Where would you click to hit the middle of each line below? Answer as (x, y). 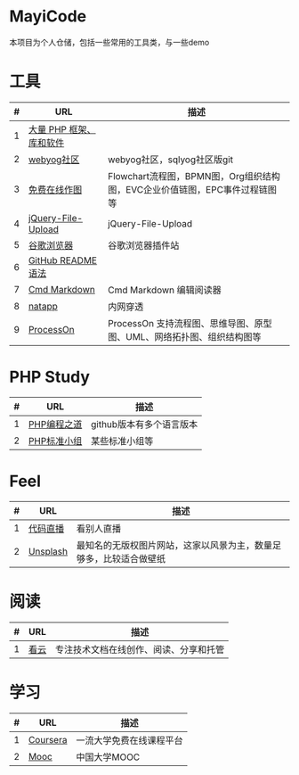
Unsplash (48, 551)
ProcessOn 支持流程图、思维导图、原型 (190, 323)
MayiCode (48, 16)
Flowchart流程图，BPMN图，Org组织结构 (194, 176)
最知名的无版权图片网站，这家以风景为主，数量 (174, 545)
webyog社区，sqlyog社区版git (171, 160)
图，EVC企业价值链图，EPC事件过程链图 (193, 189)
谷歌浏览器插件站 (144, 245)
